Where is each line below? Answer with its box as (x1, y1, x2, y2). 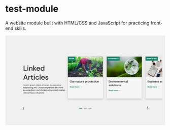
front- (150, 20, 163, 26)
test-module (5, 3, 59, 15)
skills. (14, 25, 26, 31)
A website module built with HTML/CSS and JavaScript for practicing (5, 20, 150, 26)
